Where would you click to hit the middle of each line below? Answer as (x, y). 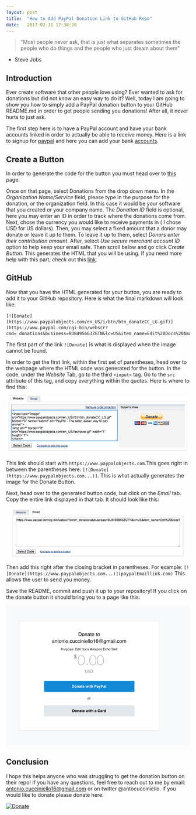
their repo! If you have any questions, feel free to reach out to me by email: (96, 782)
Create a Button (35, 159)
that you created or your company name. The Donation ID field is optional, (95, 210)
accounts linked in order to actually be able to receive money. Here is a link (96, 135)
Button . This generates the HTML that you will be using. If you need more (94, 253)
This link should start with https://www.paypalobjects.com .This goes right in (97, 463)
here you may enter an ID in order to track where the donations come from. (96, 216)
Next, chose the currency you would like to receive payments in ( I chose (94, 222)
